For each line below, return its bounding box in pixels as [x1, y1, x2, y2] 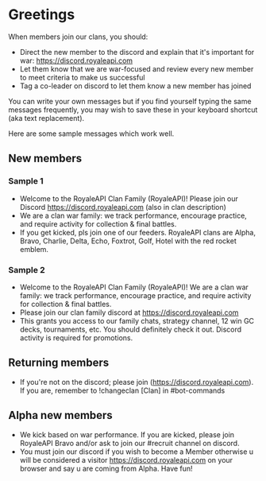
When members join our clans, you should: [8, 32, 148, 41]
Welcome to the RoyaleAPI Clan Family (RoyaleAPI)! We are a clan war [19, 282, 249, 292]
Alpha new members [8, 409, 113, 422]
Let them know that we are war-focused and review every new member [19, 64, 254, 73]
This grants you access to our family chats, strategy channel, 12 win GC [19, 316, 255, 325]
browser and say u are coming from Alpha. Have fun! [19, 464, 193, 473]
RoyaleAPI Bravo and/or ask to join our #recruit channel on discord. [19, 438, 240, 448]
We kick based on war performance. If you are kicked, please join [19, 429, 235, 439]
